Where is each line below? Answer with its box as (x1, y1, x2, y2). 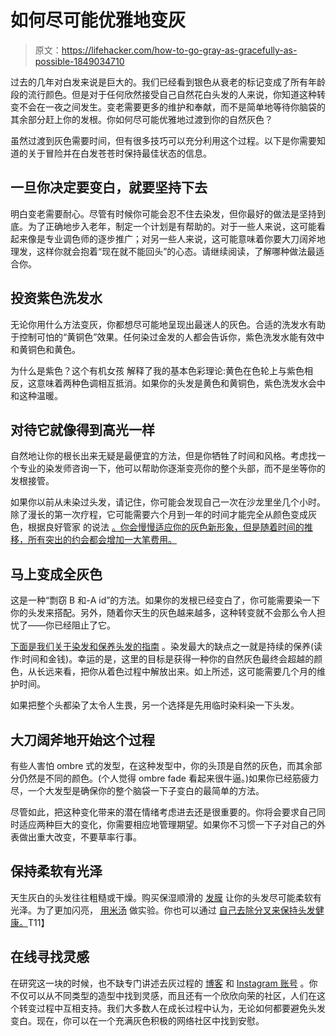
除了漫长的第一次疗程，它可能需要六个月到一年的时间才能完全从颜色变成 (10, 509, 308, 521)
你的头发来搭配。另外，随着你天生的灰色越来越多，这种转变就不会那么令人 (10, 607, 317, 619)
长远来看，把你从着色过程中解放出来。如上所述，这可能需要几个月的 (36, 666, 317, 678)
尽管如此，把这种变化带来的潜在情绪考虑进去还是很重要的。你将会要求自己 (10, 806, 317, 818)
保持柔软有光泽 (10, 863, 103, 880)
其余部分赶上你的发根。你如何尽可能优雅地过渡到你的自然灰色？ (10, 113, 273, 125)
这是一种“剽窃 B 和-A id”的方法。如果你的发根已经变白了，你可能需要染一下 (10, 594, 321, 606)
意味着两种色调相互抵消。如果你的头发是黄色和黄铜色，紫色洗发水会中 (36, 377, 326, 389)
